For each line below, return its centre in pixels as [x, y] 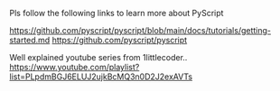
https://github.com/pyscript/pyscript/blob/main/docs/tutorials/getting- [140, 30]
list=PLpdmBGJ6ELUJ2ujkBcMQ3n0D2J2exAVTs [101, 77]
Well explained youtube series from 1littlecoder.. [98, 57]
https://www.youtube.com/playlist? [75, 67]
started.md [30, 40]
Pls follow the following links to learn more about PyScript [117, 13]
